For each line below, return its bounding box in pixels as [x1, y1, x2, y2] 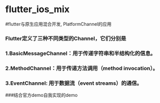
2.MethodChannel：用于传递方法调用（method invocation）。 [5, 64, 158, 72]
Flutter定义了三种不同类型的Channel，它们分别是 [5, 35, 126, 42]
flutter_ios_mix [5, 4, 70, 15]
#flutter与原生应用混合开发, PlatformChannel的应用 [5, 21, 112, 27]
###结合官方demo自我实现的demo [5, 92, 78, 98]
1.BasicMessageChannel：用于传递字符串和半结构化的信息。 [5, 50, 156, 57]
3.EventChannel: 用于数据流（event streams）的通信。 [5, 80, 142, 87]
